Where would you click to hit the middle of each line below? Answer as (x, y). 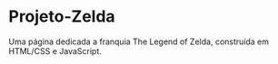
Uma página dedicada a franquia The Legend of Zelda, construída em (139, 41)
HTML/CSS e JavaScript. (55, 50)
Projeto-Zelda (62, 17)
